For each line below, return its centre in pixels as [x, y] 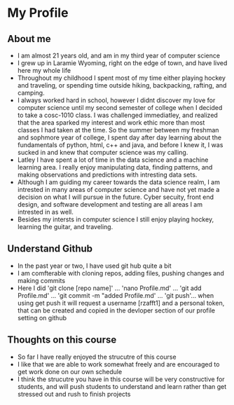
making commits [41, 280]
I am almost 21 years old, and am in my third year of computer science [119, 55]
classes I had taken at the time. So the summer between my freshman [118, 130]
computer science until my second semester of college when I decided [120, 108]
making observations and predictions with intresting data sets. [107, 174]
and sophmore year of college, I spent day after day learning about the [119, 137]
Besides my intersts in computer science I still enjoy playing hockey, [116, 219]
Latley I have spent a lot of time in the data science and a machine [113, 160]
